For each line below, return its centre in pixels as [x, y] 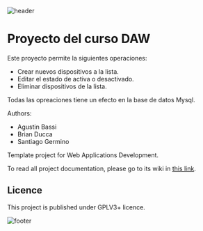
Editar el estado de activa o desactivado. [75, 79]
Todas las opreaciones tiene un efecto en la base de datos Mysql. [101, 99]
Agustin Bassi [37, 127]
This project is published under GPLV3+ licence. [76, 207]
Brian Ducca [35, 134]
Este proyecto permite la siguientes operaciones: [77, 58]
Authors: [19, 113]
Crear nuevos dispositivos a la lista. [68, 71]
